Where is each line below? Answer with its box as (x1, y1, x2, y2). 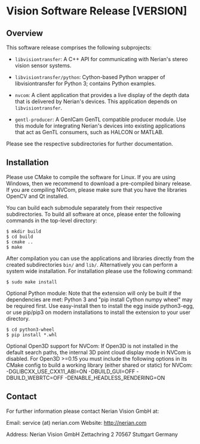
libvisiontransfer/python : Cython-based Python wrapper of (14, 74, 165, 80)
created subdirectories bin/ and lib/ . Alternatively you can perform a (6, 261, 178, 268)
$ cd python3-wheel (6, 327, 55, 333)
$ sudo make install (6, 279, 58, 285)
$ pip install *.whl (6, 331, 58, 338)
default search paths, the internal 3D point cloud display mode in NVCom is (6, 349, 192, 356)
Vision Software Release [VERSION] (6, 4, 187, 18)
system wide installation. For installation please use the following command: (6, 267, 193, 274)
